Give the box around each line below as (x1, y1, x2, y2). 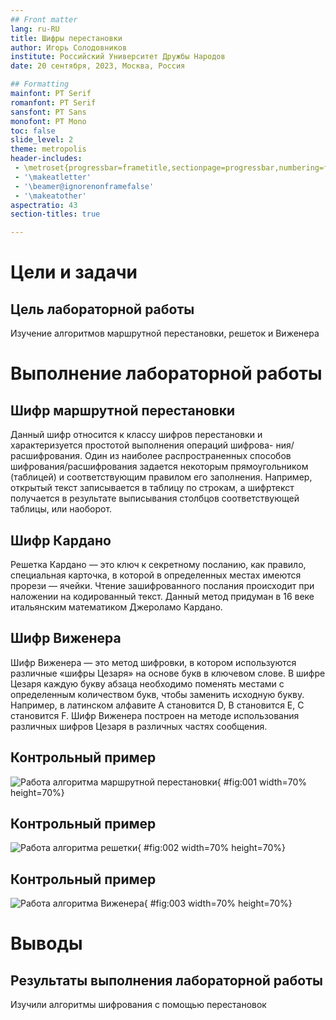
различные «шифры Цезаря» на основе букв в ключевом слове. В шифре (10, 667, 326, 679)
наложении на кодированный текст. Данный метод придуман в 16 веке (10, 590, 315, 602)
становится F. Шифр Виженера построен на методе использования (10, 709, 300, 721)
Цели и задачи (10, 261, 138, 284)
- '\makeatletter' (14, 172, 92, 182)
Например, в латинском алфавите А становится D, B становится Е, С (10, 699, 305, 711)
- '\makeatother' (14, 191, 87, 201)
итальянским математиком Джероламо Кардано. (10, 601, 223, 613)
